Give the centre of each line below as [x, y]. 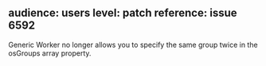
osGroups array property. [50, 53]
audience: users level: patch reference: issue [123, 13]
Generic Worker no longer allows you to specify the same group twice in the [133, 45]
